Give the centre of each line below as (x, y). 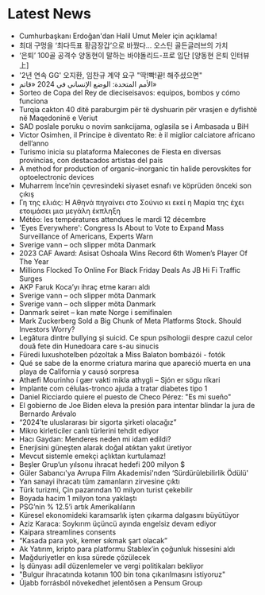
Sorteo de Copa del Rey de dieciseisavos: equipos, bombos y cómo (129, 92)
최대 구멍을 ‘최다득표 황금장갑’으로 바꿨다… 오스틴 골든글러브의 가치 (123, 45)
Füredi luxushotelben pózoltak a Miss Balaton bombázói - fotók (122, 354)
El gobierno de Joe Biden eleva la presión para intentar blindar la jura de (137, 405)
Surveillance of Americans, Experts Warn (86, 236)
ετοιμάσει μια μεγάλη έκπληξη (69, 211)
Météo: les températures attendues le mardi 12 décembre (112, 219)
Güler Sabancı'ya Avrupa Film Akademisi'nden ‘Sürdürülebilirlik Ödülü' (134, 472)
